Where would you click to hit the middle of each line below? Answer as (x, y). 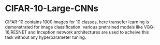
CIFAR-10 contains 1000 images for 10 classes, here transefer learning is (77, 22)
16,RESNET (16, 32)
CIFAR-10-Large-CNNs (52, 8)
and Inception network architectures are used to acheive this (88, 32)
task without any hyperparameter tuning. (45, 37)
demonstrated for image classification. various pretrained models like (74, 27)
